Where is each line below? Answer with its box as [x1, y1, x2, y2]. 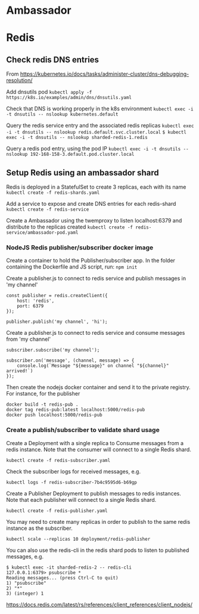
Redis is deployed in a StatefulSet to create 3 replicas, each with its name [6, 183, 186, 190]
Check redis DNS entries [6, 54, 99, 64]
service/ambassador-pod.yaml [6, 230, 79, 236]
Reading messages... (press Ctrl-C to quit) [6, 575, 119, 581]
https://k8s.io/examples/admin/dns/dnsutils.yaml [6, 95, 132, 101]
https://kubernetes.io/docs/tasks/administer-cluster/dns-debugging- [20, 70, 189, 78]
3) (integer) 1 [6, 590, 44, 597]
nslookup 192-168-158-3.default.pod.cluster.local [6, 152, 135, 158]
